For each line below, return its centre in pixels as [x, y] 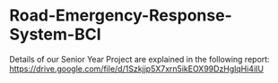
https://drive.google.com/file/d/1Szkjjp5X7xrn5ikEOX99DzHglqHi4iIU [137, 69]
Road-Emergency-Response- [121, 16]
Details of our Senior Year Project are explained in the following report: [140, 59]
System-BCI [55, 34]
